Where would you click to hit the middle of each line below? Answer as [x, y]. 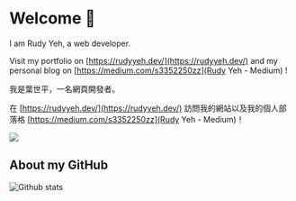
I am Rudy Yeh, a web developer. [70, 43]
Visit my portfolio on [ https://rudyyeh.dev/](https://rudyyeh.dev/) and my [144, 60]
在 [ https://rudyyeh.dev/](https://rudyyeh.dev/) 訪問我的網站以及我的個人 [144, 108]
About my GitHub [59, 165]
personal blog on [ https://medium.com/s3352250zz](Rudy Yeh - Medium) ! [148, 70]
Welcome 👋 [53, 18]
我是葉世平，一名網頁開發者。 [64, 88]
